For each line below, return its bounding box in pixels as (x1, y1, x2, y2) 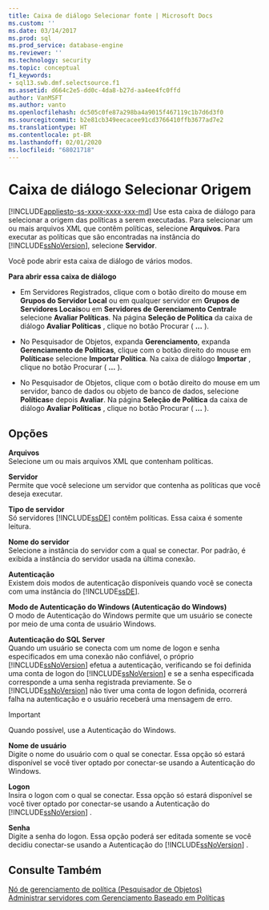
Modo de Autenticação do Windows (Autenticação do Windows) (8, 602, 227, 612)
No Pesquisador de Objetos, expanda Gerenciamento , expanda (19, 337, 231, 347)
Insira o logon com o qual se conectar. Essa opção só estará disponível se (8, 791, 253, 800)
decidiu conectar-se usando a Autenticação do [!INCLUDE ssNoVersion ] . (8, 840, 249, 850)
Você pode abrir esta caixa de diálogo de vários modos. (8, 256, 193, 266)
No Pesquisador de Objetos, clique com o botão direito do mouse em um (19, 378, 260, 388)
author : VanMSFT (8, 94, 62, 102)
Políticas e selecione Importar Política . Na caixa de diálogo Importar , (19, 354, 251, 364)
